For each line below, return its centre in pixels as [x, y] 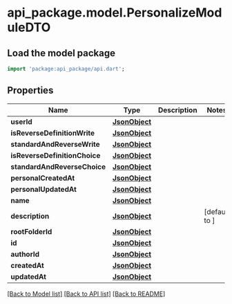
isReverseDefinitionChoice [56, 155]
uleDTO [29, 27]
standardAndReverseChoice [58, 166]
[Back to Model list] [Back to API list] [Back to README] [86, 294]
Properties [30, 90]
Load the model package [61, 53]
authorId [25, 254]
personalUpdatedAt [44, 189]
